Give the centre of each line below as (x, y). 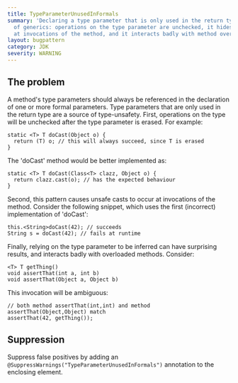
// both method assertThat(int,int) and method (79, 306)
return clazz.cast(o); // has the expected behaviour (95, 179)
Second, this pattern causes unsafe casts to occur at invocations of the (112, 199)
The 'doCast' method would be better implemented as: (87, 160)
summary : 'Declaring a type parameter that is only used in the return (115, 21)
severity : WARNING (34, 54)
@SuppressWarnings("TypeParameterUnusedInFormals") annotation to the (111, 364)
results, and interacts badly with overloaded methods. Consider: (101, 254)
